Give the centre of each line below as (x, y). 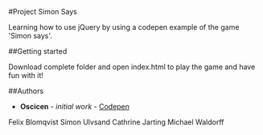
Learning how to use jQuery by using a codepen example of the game (124, 27)
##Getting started (38, 51)
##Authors (26, 91)
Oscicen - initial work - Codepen (75, 106)
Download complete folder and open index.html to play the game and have (132, 67)
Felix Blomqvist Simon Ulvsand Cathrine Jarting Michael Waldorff (116, 122)
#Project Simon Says (43, 12)
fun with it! (26, 75)
